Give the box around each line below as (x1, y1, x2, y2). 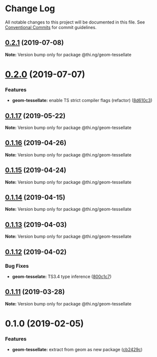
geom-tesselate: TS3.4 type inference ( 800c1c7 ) (12, 273, 112, 280)
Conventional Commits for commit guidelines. (5, 24, 97, 30)
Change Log (5, 3, 55, 14)
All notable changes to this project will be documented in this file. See (5, 19, 145, 25)
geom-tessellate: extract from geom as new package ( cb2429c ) (12, 347, 143, 353)
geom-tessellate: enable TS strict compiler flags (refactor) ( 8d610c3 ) (12, 98, 153, 103)
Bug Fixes (5, 262, 29, 269)
